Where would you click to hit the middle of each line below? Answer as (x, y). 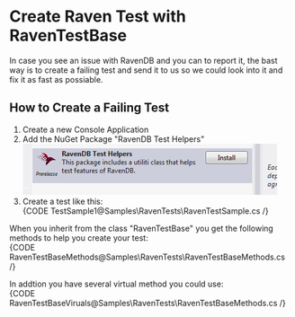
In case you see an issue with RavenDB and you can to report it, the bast (143, 60)
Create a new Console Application (85, 129)
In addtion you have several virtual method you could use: (116, 284)
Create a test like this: (63, 201)
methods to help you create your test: (79, 238)
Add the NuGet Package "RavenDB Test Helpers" (113, 139)
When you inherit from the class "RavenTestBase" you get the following (142, 228)
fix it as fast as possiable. (56, 79)
